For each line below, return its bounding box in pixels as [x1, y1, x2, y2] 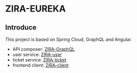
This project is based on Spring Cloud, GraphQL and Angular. [5, 36, 132, 42]
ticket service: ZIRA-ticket [12, 57, 66, 63]
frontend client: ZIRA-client [12, 62, 69, 68]
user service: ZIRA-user [12, 51, 62, 57]
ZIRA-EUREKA [5, 3, 66, 15]
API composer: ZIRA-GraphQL [12, 46, 75, 52]
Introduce [5, 23, 37, 32]
